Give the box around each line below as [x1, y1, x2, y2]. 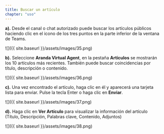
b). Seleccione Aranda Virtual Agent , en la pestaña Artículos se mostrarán [5, 54, 158, 60]
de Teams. [5, 35, 26, 42]
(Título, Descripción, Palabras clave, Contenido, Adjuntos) [5, 113, 122, 119]
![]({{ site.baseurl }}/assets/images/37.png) [5, 99, 92, 105]
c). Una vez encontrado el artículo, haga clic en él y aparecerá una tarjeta [5, 84, 154, 90]
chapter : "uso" [5, 12, 36, 17]
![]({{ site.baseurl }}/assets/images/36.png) [5, 75, 93, 80]
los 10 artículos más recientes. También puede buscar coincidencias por [5, 60, 151, 66]
